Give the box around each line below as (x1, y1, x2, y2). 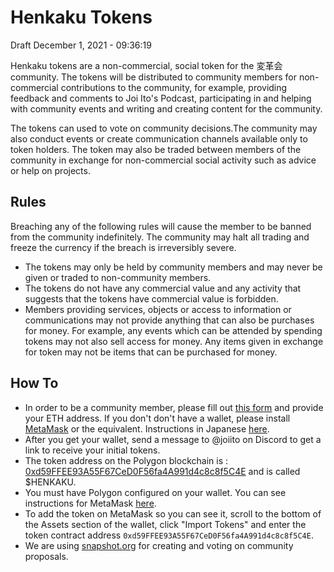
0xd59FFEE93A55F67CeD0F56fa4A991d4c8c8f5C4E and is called (24, 465, 301, 477)
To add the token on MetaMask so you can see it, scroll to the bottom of (24, 507, 322, 520)
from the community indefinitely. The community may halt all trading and (10, 231, 310, 243)
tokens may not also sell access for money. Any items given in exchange (24, 335, 324, 347)
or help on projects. (10, 164, 91, 176)
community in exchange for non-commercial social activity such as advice (10, 154, 317, 166)
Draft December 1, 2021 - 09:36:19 (10, 39, 152, 51)
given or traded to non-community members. (24, 271, 212, 283)
